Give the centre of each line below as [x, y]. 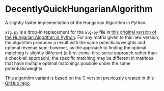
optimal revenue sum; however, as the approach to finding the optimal [76, 47]
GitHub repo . [18, 83]
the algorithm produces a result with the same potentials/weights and [75, 42]
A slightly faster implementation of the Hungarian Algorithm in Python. [76, 23]
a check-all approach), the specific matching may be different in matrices [79, 58]
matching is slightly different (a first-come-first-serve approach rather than [81, 53]
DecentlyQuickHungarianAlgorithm [79, 9]
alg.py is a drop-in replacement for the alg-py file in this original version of [81, 32]
